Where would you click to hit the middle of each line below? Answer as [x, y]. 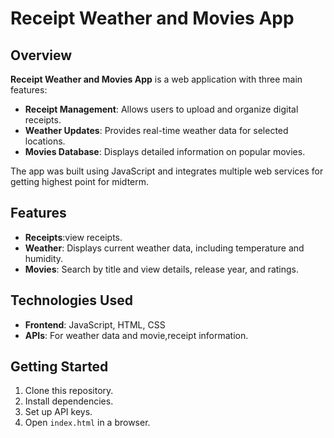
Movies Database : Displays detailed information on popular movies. [165, 151]
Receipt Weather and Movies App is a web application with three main [156, 79]
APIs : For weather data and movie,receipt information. [136, 335]
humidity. [44, 258]
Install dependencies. [69, 401]
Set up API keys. [58, 412]
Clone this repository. [69, 391]
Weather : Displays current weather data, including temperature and [164, 248]
